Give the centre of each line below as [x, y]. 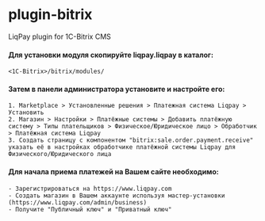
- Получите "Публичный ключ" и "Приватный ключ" [90, 209]
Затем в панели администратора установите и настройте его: [117, 89]
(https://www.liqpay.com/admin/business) [78, 202]
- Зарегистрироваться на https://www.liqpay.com [90, 189]
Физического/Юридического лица [60, 154]
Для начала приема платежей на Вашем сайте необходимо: [114, 171]
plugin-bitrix [50, 15]
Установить [26, 112]
